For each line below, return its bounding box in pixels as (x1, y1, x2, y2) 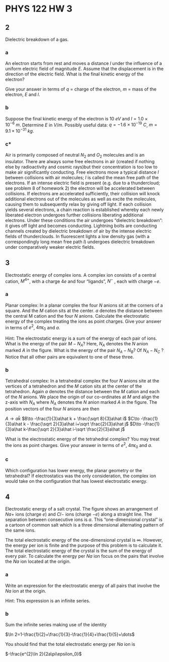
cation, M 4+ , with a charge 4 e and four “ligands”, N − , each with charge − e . (5, 277, 161, 284)
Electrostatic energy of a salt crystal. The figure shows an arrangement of (5, 506, 158, 512)
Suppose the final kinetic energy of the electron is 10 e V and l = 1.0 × (5, 115, 148, 121)
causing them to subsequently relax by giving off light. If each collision (5, 201, 152, 207)
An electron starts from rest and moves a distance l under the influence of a (5, 60, 162, 66)
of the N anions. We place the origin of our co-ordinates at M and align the (5, 394, 159, 400)
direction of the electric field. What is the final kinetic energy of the (5, 71, 144, 77)
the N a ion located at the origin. (5, 558, 71, 564)
